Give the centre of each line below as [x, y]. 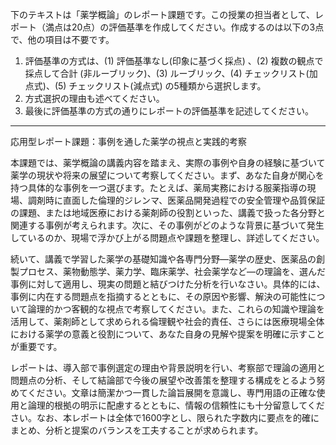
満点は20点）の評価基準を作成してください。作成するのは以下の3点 [184, 27]
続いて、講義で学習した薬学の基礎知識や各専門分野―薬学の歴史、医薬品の [163, 259]
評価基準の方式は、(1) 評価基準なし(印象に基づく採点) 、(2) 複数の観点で [174, 61]
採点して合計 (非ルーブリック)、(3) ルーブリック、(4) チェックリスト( [167, 73]
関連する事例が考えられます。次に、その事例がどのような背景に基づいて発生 [167, 225]
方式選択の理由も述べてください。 [94, 98]
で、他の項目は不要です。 [62, 39]
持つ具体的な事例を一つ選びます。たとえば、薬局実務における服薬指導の [159, 187]
